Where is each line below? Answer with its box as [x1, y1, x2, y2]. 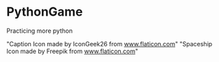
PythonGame [6, 4, 83, 20]
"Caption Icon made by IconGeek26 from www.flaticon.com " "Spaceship [6, 40, 213, 48]
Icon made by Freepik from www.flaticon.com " [6, 47, 139, 55]
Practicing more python [6, 27, 73, 35]
